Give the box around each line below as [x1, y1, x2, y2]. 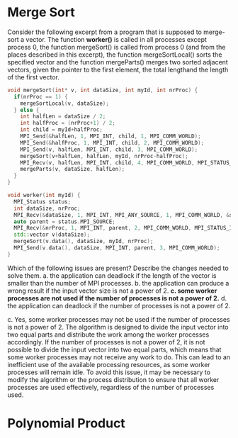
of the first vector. [7, 72, 60, 82]
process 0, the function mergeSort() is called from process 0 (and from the [7, 43, 226, 51]
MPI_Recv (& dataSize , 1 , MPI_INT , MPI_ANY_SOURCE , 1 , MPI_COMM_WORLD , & [13, 211, 230, 218]
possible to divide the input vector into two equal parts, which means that [7, 345, 222, 354]
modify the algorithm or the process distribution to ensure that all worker [7, 375, 220, 383]
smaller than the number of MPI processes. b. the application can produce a [7, 279, 229, 287]
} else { [13, 106, 40, 113]
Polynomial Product [7, 415, 125, 431]
